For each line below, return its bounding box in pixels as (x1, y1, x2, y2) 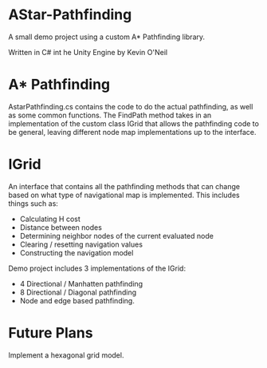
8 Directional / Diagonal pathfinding (19, 287, 137, 297)
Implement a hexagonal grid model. (8, 350, 124, 360)
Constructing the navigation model (19, 247, 134, 257)
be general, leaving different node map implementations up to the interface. (8, 127, 257, 137)
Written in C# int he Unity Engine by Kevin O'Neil (8, 47, 168, 57)
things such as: (8, 198, 58, 208)
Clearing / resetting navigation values (19, 239, 143, 249)
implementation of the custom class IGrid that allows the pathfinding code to (8, 118, 259, 129)
